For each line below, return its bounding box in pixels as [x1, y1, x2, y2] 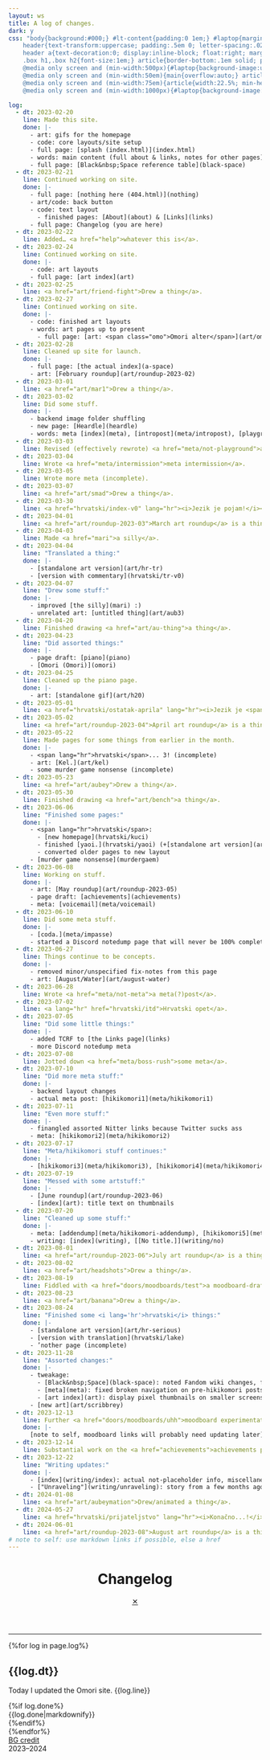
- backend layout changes [29, 1087, 117, 1095]
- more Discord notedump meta [29, 1042, 131, 1050]
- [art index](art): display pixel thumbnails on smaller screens [37, 1394, 264, 1402]
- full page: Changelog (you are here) [29, 220, 163, 229]
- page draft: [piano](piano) [29, 654, 131, 662]
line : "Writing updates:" [22, 1460, 110, 1469]
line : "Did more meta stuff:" [22, 1072, 125, 1081]
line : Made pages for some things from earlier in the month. [22, 736, 235, 744]
